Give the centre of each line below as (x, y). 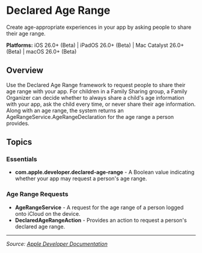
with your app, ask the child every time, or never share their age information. (101, 104)
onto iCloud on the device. (47, 213)
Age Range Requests (37, 194)
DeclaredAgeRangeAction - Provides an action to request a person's (101, 220)
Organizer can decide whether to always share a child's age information (95, 97)
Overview (25, 71)
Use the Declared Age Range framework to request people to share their (96, 85)
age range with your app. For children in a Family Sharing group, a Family (97, 91)
